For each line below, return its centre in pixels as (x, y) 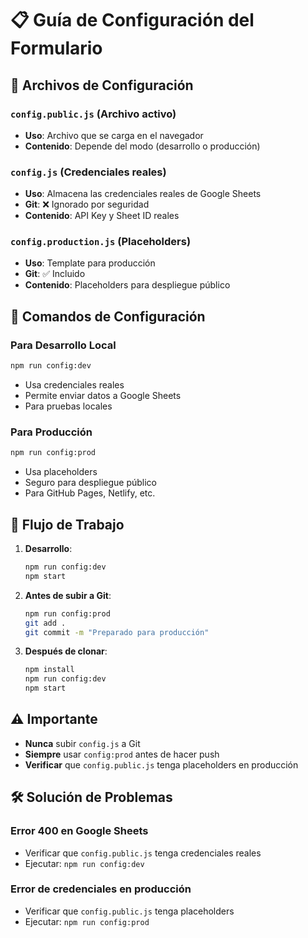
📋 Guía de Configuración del (132, 20)
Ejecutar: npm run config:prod (87, 921)
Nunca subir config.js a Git (82, 743)
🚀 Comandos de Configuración (108, 316)
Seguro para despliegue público (91, 483)
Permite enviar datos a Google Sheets (103, 396)
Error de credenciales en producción (101, 889)
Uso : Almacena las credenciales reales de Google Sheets (143, 194)
